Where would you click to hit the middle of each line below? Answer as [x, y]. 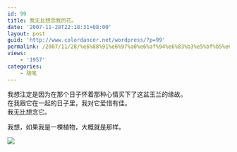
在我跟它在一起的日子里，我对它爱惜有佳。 [69, 103]
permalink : [23, 47]
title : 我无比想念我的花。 [42, 21]
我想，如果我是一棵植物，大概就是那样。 [66, 127]
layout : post [26, 34]
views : [17, 54]
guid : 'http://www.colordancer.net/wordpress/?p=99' [86, 40]
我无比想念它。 [29, 112]
